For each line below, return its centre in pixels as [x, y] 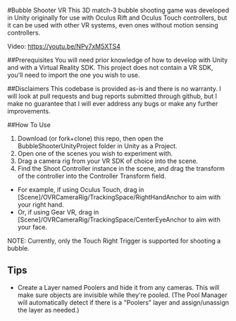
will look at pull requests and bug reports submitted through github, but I [112, 96]
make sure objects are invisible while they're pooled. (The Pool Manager [122, 295]
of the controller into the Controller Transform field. [92, 176]
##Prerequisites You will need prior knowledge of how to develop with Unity [118, 60]
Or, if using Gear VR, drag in [58, 212]
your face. [32, 227]
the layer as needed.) [48, 310]
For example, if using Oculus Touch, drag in [81, 189]
